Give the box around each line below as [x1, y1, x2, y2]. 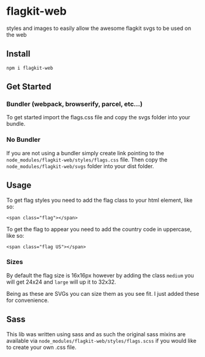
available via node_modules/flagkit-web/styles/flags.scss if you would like [6, 337, 197, 344]
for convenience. [6, 296, 49, 304]
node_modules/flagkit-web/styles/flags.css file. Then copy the [6, 156, 168, 163]
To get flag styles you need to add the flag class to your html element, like [6, 196, 193, 204]
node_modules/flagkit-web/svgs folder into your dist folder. [6, 162, 154, 169]
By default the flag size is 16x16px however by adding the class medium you [6, 271, 195, 279]
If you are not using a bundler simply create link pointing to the [6, 149, 164, 156]
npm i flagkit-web [6, 65, 53, 71]
